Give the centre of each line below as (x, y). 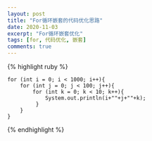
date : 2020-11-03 (33, 27)
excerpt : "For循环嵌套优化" (45, 33)
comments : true (30, 47)
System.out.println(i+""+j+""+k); (95, 98)
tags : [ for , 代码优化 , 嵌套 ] (47, 40)
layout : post (26, 14)
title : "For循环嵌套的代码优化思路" (55, 20)
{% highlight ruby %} (38, 67)
